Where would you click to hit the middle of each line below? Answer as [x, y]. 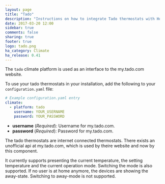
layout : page [18, 10]
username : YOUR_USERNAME [39, 112]
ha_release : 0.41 [23, 55]
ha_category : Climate [27, 51]
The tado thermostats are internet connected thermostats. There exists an [80, 140]
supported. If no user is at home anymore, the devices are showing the [77, 171]
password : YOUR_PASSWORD [39, 116]
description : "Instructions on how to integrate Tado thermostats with [80, 19]
